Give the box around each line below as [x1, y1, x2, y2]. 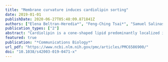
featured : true [5, 35, 37, 40]
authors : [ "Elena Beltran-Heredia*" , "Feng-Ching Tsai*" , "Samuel [5, 21, 146, 26]
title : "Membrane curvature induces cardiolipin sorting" [5, 7, 128, 12]
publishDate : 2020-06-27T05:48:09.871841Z [5, 16, 95, 21]
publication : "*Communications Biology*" [5, 40, 93, 45]
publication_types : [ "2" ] [5, 26, 59, 31]
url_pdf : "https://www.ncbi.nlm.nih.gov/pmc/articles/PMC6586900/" [5, 44, 149, 49]
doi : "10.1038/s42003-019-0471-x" [5, 49, 77, 54]
